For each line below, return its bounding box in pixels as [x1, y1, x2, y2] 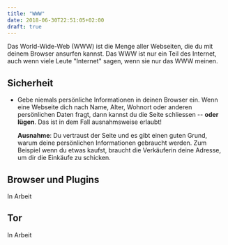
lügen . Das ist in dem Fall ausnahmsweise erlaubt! [17, 118, 162, 126]
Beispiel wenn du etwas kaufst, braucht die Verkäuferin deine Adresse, [17, 146, 222, 155]
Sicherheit [7, 77, 54, 89]
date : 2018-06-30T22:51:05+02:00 [7, 17, 105, 24]
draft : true [7, 23, 42, 30]
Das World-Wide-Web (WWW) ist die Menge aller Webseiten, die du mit [7, 42, 213, 51]
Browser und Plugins [7, 173, 100, 185]
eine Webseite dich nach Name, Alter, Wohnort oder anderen [17, 103, 192, 111]
